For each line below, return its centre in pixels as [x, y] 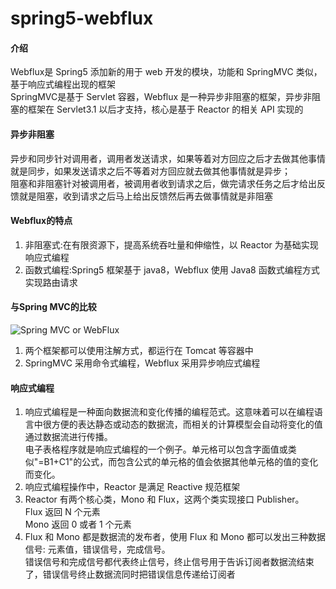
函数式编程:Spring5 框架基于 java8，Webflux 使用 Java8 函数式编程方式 [172, 269]
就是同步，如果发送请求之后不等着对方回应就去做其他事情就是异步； [150, 171]
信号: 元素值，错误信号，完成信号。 [97, 549]
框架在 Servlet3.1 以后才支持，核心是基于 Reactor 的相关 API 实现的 [165, 109]
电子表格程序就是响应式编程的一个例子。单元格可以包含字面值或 [156, 449]
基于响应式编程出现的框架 [63, 84]
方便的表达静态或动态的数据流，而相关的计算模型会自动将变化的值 [187, 424]
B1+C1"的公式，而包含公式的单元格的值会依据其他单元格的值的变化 [181, 462]
